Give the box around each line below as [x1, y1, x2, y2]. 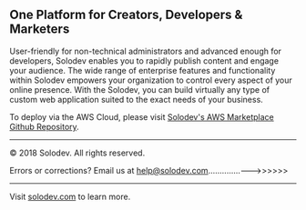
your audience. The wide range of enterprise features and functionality [9, 65, 276, 75]
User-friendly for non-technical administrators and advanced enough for [9, 45, 282, 56]
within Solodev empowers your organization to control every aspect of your [9, 75, 293, 85]
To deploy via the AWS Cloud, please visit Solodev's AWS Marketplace [9, 111, 275, 122]
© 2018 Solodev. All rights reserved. [9, 147, 146, 158]
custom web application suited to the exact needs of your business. [9, 94, 264, 105]
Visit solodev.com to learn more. [9, 191, 131, 202]
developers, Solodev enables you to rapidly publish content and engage [9, 55, 280, 66]
